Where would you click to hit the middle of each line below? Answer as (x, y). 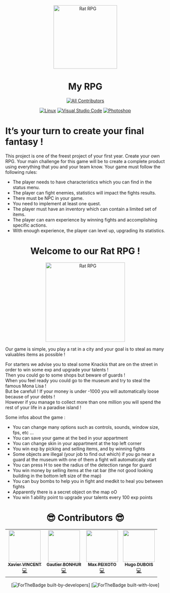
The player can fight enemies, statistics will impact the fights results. (84, 193)
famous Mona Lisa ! (26, 386)
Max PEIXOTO (102, 564)
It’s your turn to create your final (75, 131)
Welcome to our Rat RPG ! (85, 251)
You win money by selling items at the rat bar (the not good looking (83, 470)
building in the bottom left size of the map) (57, 476)
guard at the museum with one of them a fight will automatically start (84, 459)
